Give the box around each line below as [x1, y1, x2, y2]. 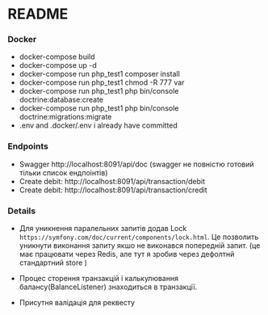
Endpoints [7, 141, 49, 152]
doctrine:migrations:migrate [19, 112, 112, 122]
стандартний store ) [19, 258, 88, 267]
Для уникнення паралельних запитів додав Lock [19, 224, 187, 233]
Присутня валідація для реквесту [19, 298, 135, 308]
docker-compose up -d [19, 61, 98, 70]
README [7, 5, 69, 23]
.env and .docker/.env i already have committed [19, 120, 178, 130]
